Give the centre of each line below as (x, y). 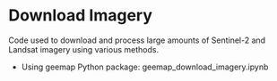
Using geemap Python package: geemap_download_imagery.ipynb (145, 67)
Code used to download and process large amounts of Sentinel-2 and (137, 40)
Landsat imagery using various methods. (83, 49)
